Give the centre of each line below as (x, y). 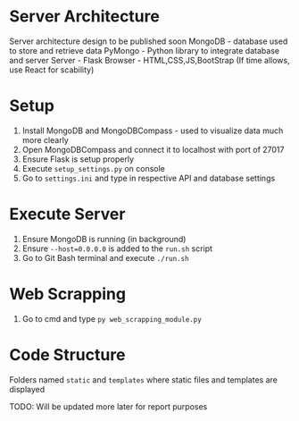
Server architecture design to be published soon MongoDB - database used (149, 41)
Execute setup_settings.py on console (93, 168)
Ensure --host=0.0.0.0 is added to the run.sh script (117, 248)
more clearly (45, 139)
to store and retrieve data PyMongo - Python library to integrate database (144, 50)
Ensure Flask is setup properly (78, 159)
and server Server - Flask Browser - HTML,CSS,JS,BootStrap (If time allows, (149, 60)
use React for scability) (52, 70)
